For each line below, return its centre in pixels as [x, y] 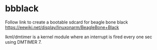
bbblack [22, 9]
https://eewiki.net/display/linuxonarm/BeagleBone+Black [62, 27]
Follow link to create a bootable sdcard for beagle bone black [67, 22]
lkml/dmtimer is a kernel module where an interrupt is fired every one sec [79, 37]
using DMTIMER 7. [23, 42]
